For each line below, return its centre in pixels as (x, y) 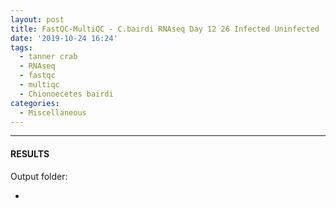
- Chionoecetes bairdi (66, 94)
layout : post (37, 19)
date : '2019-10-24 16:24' (64, 38)
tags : (21, 47)
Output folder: (39, 176)
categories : (35, 103)
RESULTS (30, 153)
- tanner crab (48, 57)
